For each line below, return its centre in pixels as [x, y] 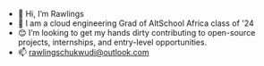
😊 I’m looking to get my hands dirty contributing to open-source [136, 33]
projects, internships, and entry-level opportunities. [112, 42]
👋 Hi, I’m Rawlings [51, 14]
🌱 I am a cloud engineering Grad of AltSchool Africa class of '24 [136, 23]
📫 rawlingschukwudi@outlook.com [83, 52]
